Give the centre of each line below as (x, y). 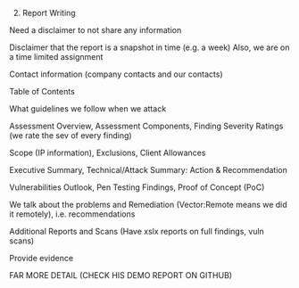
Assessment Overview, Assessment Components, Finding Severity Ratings (146, 126)
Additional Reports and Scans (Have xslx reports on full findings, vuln (137, 231)
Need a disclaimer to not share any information (96, 30)
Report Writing (49, 13)
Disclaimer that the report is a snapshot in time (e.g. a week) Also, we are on (149, 47)
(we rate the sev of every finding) (71, 136)
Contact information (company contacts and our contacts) (116, 74)
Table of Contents (42, 91)
